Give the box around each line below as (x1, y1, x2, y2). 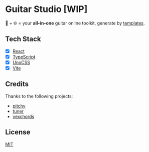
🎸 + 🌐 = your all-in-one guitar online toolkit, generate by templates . (5, 20, 145, 26)
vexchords (12, 113, 35, 119)
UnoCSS (12, 59, 31, 65)
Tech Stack (5, 35, 41, 43)
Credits (5, 80, 29, 88)
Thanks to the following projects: (5, 93, 73, 99)
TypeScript (12, 53, 36, 59)
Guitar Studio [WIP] (5, 3, 88, 15)
